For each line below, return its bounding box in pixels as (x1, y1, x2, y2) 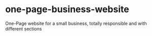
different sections (5, 25, 42, 31)
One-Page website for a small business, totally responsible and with (5, 20, 147, 26)
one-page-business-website (5, 4, 129, 15)
